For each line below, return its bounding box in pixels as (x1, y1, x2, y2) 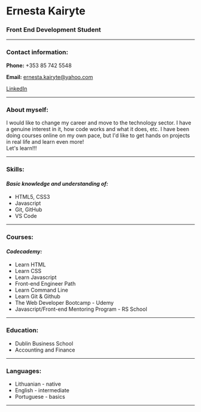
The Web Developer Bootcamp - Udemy (14, 299, 114, 307)
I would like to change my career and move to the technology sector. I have (6, 119, 191, 126)
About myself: (6, 105, 49, 114)
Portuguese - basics (14, 393, 66, 400)
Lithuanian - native (14, 380, 62, 387)
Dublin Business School (14, 340, 74, 347)
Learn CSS (14, 268, 42, 275)
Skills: (6, 165, 25, 173)
